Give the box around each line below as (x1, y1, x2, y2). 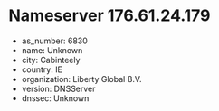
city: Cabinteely (21, 54, 81, 65)
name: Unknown (21, 44, 83, 55)
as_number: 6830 (21, 35, 88, 46)
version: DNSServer (21, 83, 96, 94)
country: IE (21, 64, 62, 75)
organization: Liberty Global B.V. (21, 73, 142, 84)
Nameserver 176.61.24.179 (8, 5, 211, 26)
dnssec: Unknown (21, 92, 90, 104)
